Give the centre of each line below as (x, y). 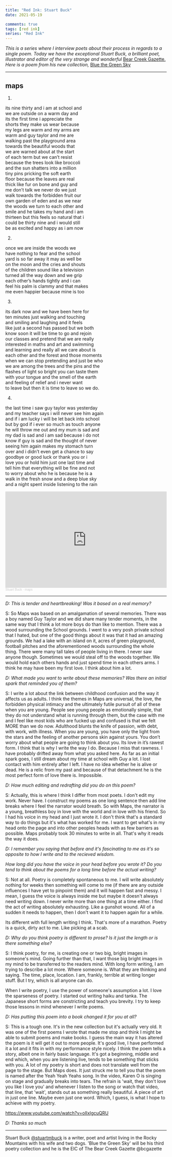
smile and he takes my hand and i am (44, 212)
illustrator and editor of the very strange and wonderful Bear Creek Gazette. (85, 59)
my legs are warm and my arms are (42, 129)
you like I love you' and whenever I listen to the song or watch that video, (82, 1087)
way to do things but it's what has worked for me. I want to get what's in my (85, 822)
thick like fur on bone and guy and (41, 184)
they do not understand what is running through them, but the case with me (85, 715)
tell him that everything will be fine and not (50, 468)
